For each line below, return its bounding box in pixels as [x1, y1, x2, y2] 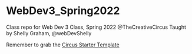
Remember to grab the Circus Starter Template [6, 41, 120, 48]
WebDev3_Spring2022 [6, 4, 120, 18]
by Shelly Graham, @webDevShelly [6, 29, 92, 36]
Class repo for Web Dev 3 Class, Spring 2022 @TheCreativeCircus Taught [6, 23, 187, 31]
